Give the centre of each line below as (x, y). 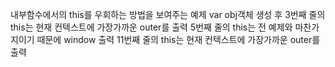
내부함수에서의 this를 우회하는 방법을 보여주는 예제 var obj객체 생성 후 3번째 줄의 (168, 14)
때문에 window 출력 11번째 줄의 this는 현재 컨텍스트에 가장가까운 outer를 (178, 39)
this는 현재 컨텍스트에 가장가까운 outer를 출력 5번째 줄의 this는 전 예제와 (151, 27)
